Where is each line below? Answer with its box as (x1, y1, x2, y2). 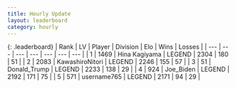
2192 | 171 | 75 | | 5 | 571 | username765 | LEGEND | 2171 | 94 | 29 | (7, 73, 201, 81)
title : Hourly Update (7, 10, 71, 18)
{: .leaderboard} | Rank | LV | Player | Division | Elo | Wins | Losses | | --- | (7, 43, 221, 51)
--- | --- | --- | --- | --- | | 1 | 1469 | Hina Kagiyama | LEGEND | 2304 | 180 (15, 50, 229, 58)
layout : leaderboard (7, 17, 69, 24)
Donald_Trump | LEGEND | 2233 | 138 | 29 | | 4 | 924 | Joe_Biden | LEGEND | (7, 65, 230, 74)
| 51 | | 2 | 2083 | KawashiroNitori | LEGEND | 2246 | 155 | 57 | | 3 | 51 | (7, 58, 211, 66)
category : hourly (7, 23, 59, 30)
